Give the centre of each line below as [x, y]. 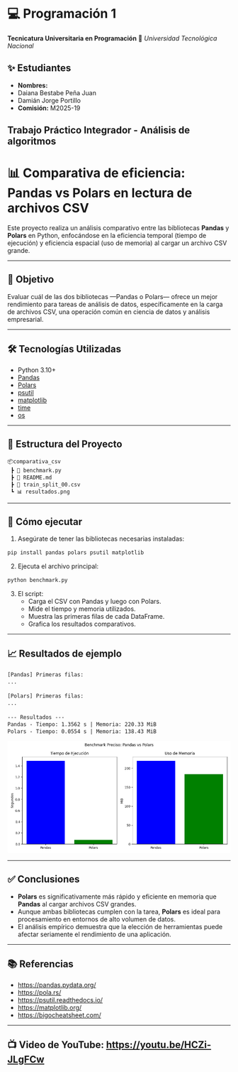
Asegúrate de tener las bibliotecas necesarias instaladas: [101, 539]
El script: [30, 594]
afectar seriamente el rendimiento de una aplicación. [94, 934]
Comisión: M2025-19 [49, 108]
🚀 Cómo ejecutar [45, 522]
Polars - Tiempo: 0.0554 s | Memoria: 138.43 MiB [82, 731]
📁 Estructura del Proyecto [65, 444]
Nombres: [33, 85]
